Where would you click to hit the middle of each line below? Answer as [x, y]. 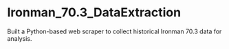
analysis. [20, 38]
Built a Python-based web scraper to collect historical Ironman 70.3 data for [115, 31]
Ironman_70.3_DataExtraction [94, 13]
